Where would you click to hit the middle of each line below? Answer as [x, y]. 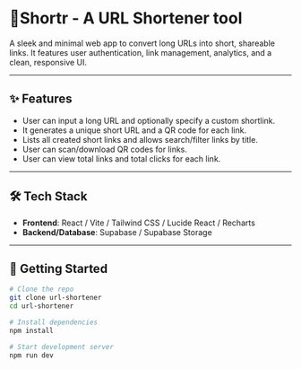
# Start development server [62, 347]
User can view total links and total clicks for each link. [121, 158]
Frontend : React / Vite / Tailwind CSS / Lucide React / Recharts [138, 223]
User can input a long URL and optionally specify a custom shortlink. [149, 120]
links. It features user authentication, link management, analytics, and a [141, 52]
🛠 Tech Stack [48, 197]
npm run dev [31, 355]
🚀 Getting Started [59, 268]
